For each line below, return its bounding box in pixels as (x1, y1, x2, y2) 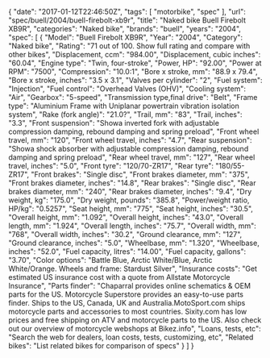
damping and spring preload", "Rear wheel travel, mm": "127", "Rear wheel (8, 152, 255, 162)
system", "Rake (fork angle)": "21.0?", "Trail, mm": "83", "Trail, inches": (8, 110, 243, 119)
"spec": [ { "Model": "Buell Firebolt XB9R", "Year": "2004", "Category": (8, 32, 243, 42)
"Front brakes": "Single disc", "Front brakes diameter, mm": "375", (31, 169, 250, 179)
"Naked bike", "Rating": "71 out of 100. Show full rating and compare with (8, 41, 251, 51)
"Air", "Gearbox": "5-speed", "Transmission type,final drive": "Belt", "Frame (8, 93, 258, 102)
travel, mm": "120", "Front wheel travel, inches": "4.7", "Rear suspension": (8, 135, 252, 144)
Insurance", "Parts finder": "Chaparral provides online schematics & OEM (8, 281, 251, 290)
